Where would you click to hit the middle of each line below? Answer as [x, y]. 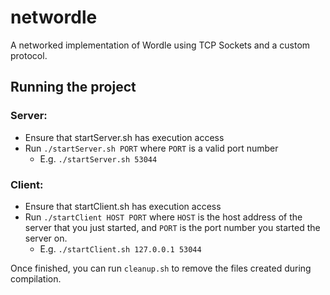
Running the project [73, 87]
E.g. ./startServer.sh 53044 [98, 158]
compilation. [36, 278]
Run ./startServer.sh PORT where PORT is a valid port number [151, 148]
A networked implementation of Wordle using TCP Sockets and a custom [160, 45]
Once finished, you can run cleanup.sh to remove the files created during [161, 268]
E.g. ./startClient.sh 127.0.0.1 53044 [120, 248]
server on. [46, 238]
